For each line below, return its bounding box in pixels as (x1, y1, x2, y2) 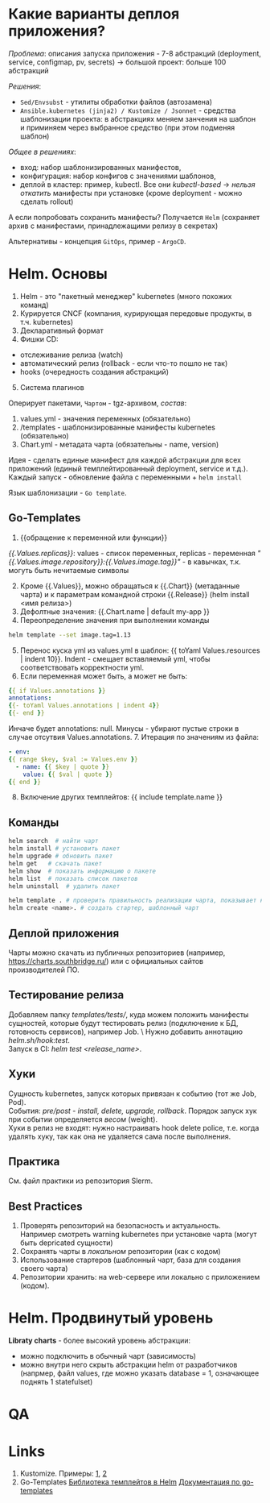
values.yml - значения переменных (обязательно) (19, 413, 191, 423)
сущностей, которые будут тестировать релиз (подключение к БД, (8, 1018, 239, 1028)
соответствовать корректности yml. (19, 662, 145, 672)
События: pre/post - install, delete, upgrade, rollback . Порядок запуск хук (8, 1106, 257, 1115)
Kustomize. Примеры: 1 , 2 (19, 1468, 107, 1479)
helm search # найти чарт (8, 837, 99, 845)
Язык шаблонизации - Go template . (8, 488, 127, 497)
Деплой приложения (8, 926, 120, 940)
